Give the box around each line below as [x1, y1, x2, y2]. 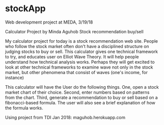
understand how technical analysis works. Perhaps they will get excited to [5, 59, 155, 65]
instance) [5, 75, 24, 80]
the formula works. [5, 105, 43, 111]
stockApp [5, 3, 46, 14]
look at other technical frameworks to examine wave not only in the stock [5, 64, 153, 70]
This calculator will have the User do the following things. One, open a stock [5, 84, 159, 90]
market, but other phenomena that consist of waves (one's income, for [5, 69, 148, 75]
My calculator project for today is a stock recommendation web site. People [5, 38, 158, 44]
